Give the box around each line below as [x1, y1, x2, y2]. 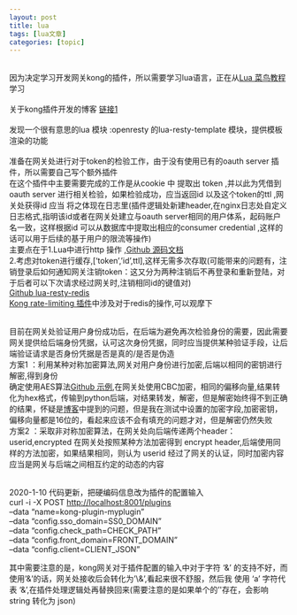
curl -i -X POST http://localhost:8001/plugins [9, 497, 171, 508]
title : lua [9, 21, 49, 30]
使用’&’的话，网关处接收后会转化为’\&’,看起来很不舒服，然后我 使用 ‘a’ [9, 573, 261, 584]
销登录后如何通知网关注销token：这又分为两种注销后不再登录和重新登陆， [9, 266, 278, 277]
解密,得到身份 [9, 371, 59, 381]
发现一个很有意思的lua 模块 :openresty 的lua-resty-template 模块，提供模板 [9, 125, 283, 135]
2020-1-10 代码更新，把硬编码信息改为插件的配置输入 [9, 488, 204, 498]
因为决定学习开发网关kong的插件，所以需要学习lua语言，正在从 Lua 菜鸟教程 [9, 73, 286, 83]
